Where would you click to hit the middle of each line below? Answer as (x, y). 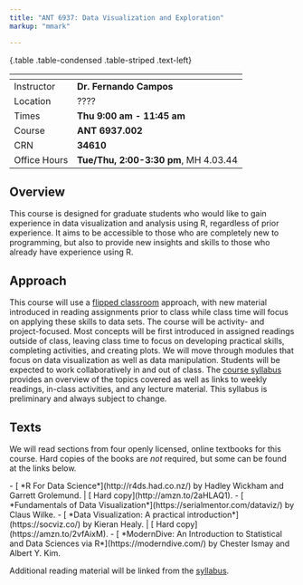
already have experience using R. (71, 252)
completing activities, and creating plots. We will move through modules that (151, 350)
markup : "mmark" (40, 26)
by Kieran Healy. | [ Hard (128, 524)
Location (33, 101)
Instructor (35, 86)
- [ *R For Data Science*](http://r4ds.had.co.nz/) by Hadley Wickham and (147, 485)
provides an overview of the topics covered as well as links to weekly (138, 379)
